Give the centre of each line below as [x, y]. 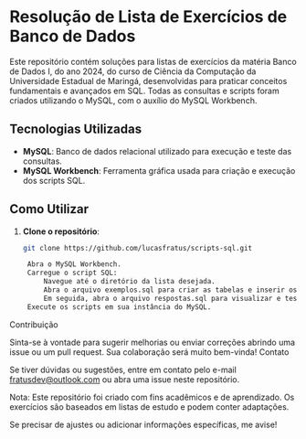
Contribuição [34, 324]
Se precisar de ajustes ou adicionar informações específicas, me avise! [143, 424]
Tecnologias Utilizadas [76, 129]
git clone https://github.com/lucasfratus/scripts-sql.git [137, 248]
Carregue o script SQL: [72, 273]
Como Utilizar [49, 209]
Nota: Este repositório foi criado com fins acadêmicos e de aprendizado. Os [152, 397]
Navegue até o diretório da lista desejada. [130, 282]
